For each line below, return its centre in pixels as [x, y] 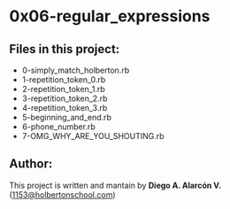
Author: [31, 164]
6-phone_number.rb [58, 127]
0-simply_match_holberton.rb [76, 70]
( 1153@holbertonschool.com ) [63, 194]
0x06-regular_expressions [110, 16]
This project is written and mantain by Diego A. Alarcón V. [115, 185]
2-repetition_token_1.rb [64, 89]
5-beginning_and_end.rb [67, 117]
